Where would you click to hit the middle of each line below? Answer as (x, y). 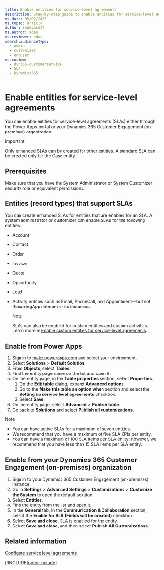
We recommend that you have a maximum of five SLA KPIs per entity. (82, 434)
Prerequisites (26, 171)
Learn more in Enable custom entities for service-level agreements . (80, 331)
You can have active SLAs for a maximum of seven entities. (72, 429)
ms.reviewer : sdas (24, 37)
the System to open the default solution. (53, 495)
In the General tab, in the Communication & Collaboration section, (80, 510)
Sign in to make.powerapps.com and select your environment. (74, 358)
